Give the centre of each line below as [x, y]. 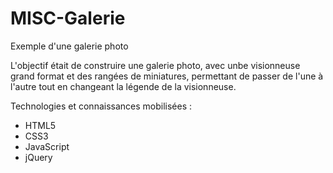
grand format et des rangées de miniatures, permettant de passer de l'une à [167, 76]
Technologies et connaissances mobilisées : [101, 106]
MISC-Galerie [68, 18]
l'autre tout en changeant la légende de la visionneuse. [123, 86]
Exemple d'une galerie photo [69, 46]
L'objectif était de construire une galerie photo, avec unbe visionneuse [155, 65]
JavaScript [47, 146]
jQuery [38, 157]
